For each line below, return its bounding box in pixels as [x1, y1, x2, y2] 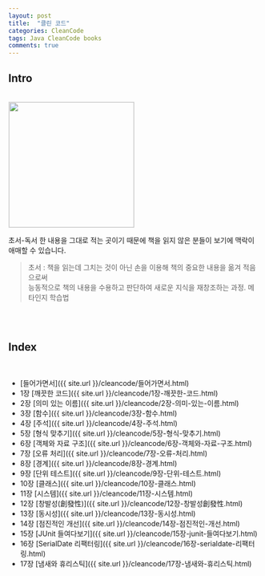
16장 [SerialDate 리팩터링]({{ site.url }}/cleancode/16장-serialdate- [19, 538, 236, 548]
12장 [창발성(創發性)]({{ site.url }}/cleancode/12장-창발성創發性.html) [19, 498, 243, 508]
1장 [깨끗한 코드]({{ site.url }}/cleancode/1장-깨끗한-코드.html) [19, 388, 219, 398]
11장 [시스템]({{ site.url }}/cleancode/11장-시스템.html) [19, 489, 194, 498]
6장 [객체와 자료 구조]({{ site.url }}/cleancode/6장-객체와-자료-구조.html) [19, 438, 252, 448]
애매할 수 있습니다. [8, 245, 66, 255]
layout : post [8, 11, 52, 20]
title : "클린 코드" [8, 19, 70, 27]
